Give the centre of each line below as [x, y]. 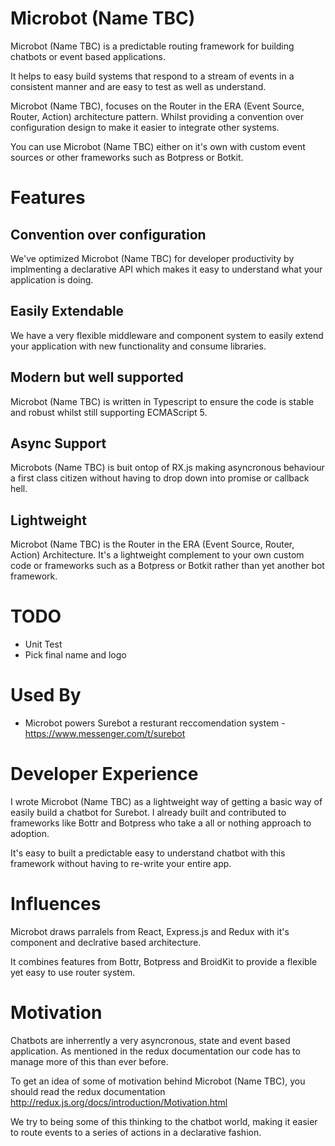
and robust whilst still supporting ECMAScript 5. [109, 412]
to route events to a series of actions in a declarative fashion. [136, 1132]
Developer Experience [104, 774]
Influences [56, 904]
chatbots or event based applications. [88, 56]
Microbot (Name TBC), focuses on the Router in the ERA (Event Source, [157, 106]
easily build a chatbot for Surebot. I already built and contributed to [148, 812]
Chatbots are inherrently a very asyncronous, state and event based [150, 1040]
